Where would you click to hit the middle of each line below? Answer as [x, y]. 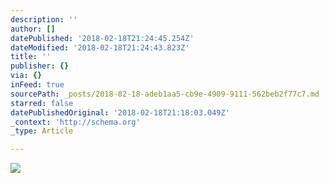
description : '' [44, 19]
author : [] [33, 29]
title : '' [31, 57]
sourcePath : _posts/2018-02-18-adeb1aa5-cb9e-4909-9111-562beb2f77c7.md [165, 94]
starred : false [42, 103]
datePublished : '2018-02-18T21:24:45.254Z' [102, 38]
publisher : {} [40, 66]
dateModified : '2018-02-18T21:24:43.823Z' [100, 47]
